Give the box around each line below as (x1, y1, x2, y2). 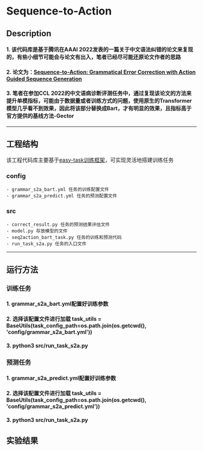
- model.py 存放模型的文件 (6, 228, 68, 234)
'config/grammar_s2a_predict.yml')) (6, 403, 100, 410)
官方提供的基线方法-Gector (6, 112, 74, 120)
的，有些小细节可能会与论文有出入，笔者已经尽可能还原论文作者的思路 (6, 53, 181, 61)
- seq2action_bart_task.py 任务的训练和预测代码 (6, 234, 122, 241)
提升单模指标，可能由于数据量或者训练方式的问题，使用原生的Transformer (6, 97, 192, 104)
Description (6, 28, 51, 39)
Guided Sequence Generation (6, 75, 83, 82)
